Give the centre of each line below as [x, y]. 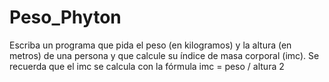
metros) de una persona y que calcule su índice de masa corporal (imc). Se [164, 55]
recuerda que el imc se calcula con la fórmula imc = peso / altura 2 [147, 66]
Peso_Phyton [65, 17]
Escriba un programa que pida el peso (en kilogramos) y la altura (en [150, 45]
